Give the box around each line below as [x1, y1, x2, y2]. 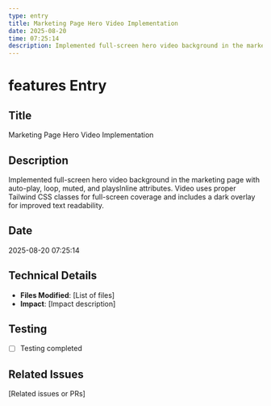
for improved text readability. [8, 200, 105, 210]
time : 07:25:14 [8, 34, 60, 43]
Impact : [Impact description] [19, 299, 116, 308]
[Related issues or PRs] [8, 389, 86, 399]
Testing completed [19, 344, 83, 354]
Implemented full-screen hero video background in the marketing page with [8, 174, 261, 184]
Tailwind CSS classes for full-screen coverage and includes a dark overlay [8, 191, 256, 202]
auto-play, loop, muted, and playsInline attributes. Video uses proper [8, 183, 236, 193]
